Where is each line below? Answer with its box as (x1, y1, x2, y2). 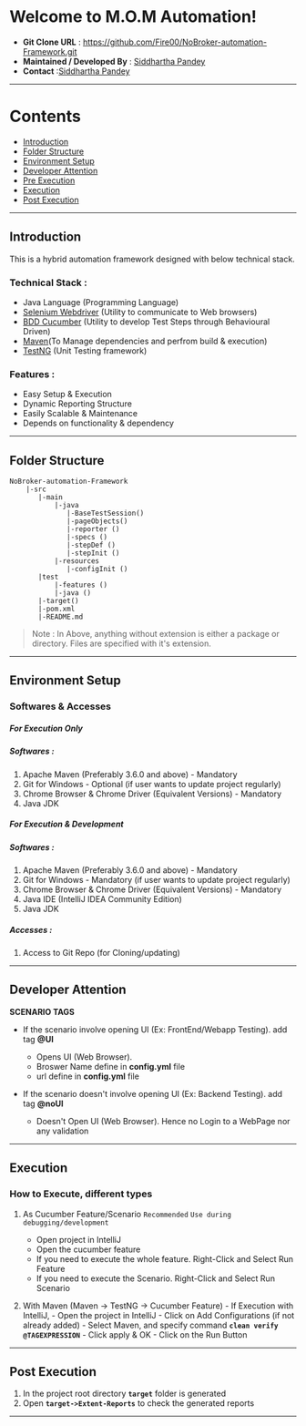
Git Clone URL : (22, 36, 81, 47)
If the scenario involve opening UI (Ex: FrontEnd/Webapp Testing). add (22, 1023, 288, 1035)
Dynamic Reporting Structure (22, 398, 132, 409)
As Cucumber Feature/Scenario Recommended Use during (22, 1208, 232, 1219)
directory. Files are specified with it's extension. (31, 638, 212, 649)
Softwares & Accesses (9, 700, 112, 713)
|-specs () (66, 533, 107, 542)
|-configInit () (66, 565, 128, 574)
